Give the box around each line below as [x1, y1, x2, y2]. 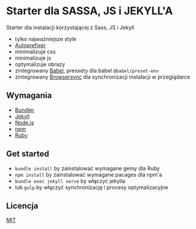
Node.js [14, 119, 35, 126]
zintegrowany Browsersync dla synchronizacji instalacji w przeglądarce [14, 73, 191, 80]
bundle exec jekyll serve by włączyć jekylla [14, 177, 126, 184]
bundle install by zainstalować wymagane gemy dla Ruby [14, 165, 160, 172]
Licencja [6, 200, 39, 211]
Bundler [14, 106, 35, 114]
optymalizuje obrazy [14, 61, 66, 68]
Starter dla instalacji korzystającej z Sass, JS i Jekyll [6, 24, 135, 31]
